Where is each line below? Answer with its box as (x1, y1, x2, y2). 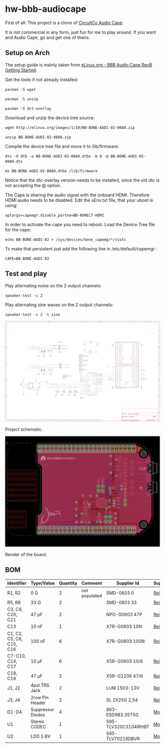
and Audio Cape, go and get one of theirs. (5, 34, 90, 40)
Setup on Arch (5, 49, 50, 57)
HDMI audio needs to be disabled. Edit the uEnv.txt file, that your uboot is (5, 197, 153, 203)
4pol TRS (30, 683, 50, 688)
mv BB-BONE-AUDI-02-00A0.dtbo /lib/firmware (5, 168, 98, 173)
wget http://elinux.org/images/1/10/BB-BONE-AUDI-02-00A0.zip (5, 125, 135, 130)
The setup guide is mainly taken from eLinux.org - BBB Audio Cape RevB (5, 62, 152, 67)
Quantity (58, 580, 78, 586)
